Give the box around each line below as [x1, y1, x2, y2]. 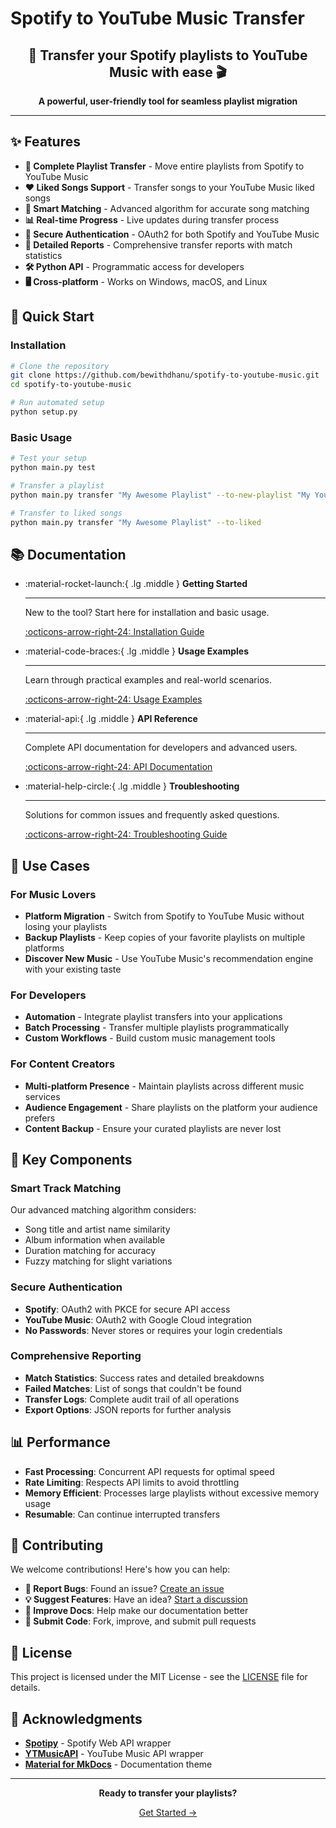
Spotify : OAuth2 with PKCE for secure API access [24, 1303, 231, 1315]
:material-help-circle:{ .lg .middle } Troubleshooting [24, 780, 240, 792]
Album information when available [24, 1234, 166, 1246]
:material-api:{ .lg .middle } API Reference [24, 713, 198, 725]
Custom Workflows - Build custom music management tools [24, 1032, 276, 1044]
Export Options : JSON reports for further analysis [24, 1403, 232, 1416]
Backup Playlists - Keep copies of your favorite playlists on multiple [24, 931, 306, 943]
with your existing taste [24, 963, 122, 975]
